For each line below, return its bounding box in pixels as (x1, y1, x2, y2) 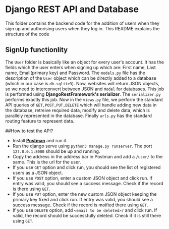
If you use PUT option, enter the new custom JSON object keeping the (12, 191, 157, 197)
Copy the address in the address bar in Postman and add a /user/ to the (12, 153, 163, 159)
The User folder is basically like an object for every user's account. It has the (5, 59, 164, 65)
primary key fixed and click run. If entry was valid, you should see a (12, 196, 153, 202)
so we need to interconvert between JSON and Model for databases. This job (5, 86, 164, 92)
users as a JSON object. (12, 169, 63, 176)
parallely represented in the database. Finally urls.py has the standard (5, 112, 152, 119)
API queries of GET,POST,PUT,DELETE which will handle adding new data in (5, 102, 157, 108)
